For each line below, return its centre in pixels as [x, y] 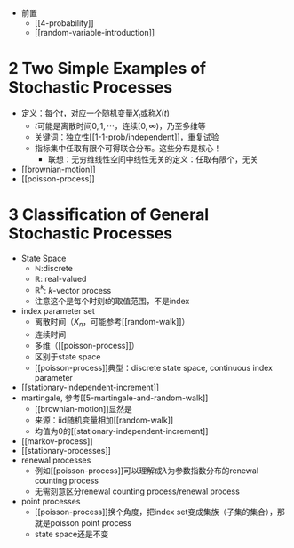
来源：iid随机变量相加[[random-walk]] [104, 420]
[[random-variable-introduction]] [95, 32]
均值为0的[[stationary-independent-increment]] [121, 431]
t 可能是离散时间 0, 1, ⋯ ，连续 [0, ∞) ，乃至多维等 [120, 125]
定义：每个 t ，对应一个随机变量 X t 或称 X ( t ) [95, 114]
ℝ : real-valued [60, 278]
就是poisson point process [83, 523]
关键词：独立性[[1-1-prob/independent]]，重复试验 [127, 137]
